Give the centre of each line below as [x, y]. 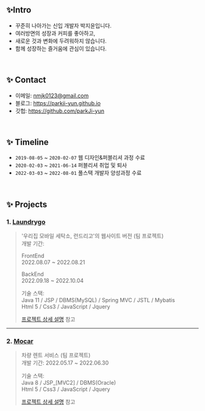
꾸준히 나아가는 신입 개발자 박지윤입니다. [63, 25]
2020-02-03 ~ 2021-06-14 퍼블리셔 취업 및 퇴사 [71, 165]
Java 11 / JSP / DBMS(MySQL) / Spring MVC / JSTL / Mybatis [98, 300]
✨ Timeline [27, 142]
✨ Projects [27, 204]
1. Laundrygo [26, 221]
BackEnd [32, 274]
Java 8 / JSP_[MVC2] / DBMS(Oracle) [69, 383]
